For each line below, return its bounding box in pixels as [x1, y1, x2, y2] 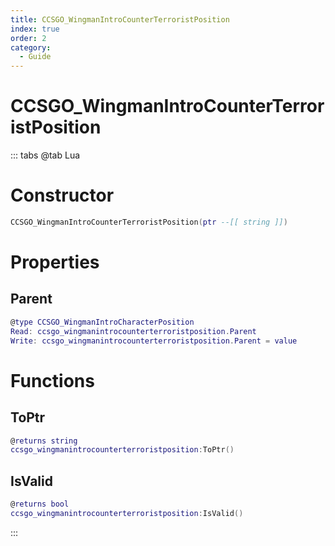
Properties [10, 251, 100, 274]
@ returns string [10, 436, 78, 446]
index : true [10, 24, 60, 34]
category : [10, 42, 52, 53]
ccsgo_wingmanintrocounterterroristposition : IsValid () [10, 508, 244, 518]
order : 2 [10, 33, 47, 43]
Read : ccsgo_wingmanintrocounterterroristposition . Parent [10, 326, 257, 336]
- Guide [19, 52, 52, 62]
